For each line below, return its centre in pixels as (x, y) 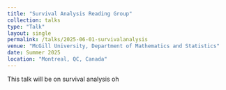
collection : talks (34, 20)
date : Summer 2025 (34, 53)
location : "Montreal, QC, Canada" (58, 59)
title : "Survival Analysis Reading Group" (70, 14)
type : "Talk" (26, 27)
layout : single (29, 33)
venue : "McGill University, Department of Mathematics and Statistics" (113, 46)
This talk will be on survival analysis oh (63, 79)
